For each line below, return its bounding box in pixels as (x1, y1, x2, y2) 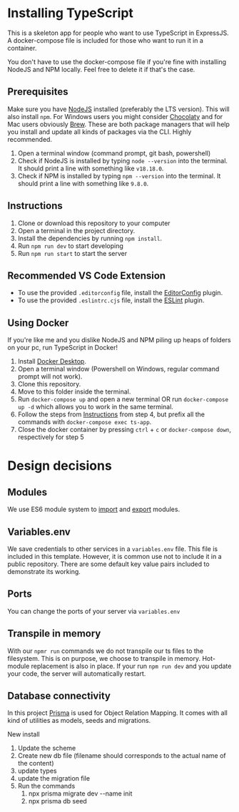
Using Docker (7, 317, 69, 329)
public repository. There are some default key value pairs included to (7, 560, 210, 568)
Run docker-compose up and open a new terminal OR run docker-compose (17, 395, 229, 404)
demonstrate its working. (7, 567, 81, 575)
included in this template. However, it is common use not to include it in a (7, 553, 223, 560)
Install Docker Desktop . (17, 357, 87, 366)
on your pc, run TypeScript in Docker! (7, 344, 118, 352)
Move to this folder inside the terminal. (17, 387, 131, 396)
